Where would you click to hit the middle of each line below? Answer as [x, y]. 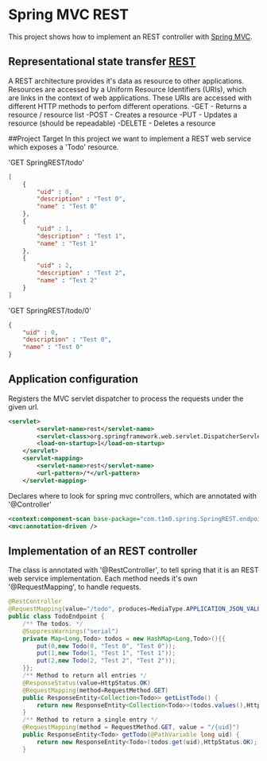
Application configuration [74, 379]
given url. [24, 406]
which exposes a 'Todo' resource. [64, 147]
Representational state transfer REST [102, 62]
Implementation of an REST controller [103, 551]
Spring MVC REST [69, 15]
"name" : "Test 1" [67, 243]
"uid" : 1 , [55, 228]
